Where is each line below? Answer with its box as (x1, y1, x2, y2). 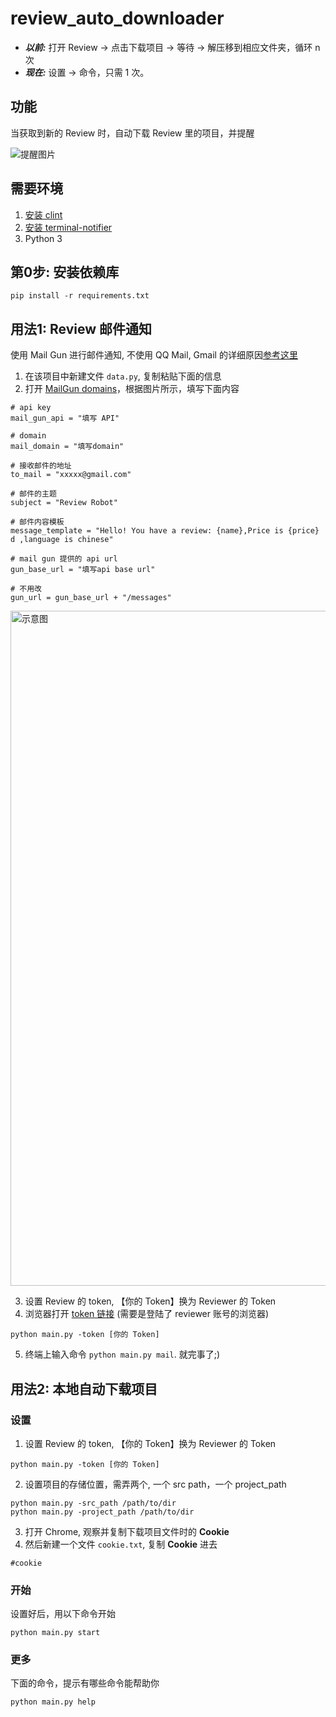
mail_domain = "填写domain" (10, 442, 125, 452)
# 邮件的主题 (10, 489, 57, 499)
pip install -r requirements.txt (10, 291, 150, 301)
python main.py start (10, 1628, 101, 1638)
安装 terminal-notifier (24, 221, 113, 233)
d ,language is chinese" (10, 535, 114, 545)
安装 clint (24, 208, 63, 221)
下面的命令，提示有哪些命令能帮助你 (10, 1677, 160, 1689)
